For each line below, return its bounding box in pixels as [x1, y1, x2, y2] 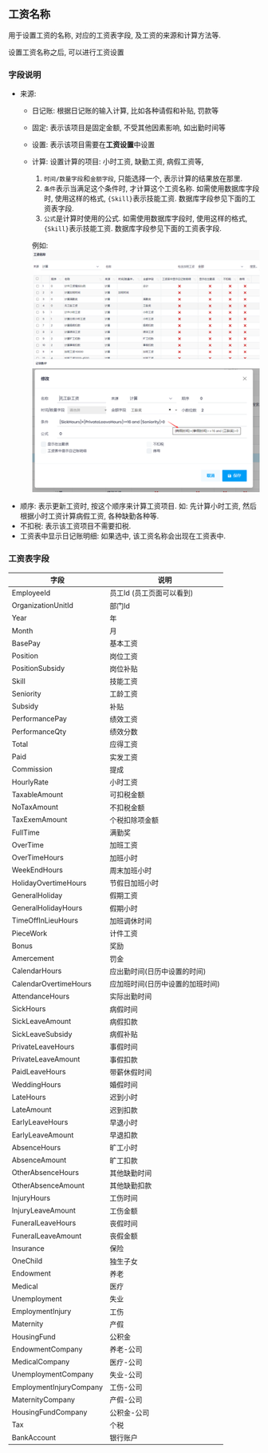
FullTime [11, 828, 40, 837]
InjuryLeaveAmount [11, 1205, 76, 1216]
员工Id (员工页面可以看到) [109, 588, 194, 597]
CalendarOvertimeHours [11, 979, 92, 988]
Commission [11, 764, 53, 774]
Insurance [11, 1243, 45, 1253]
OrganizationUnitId [11, 601, 74, 610]
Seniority [11, 689, 41, 698]
